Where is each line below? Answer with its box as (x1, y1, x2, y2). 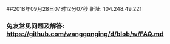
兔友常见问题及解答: (6, 22, 65, 30)
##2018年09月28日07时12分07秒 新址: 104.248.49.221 (6, 5, 142, 12)
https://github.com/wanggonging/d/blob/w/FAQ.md (6, 30, 164, 38)
